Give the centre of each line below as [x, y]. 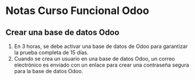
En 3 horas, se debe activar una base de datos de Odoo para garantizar [101, 46]
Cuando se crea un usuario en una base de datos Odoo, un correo [94, 59]
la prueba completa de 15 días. [51, 53]
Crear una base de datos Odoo [62, 32]
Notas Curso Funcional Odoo [77, 11]
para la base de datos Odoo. [49, 71]
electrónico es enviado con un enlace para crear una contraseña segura [102, 65]
